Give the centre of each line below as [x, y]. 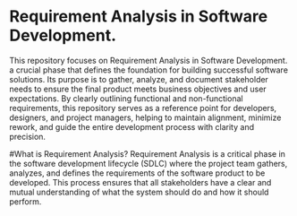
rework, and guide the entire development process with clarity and [132, 126]
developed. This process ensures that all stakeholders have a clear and [140, 182]
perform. [25, 201]
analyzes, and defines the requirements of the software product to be [137, 173]
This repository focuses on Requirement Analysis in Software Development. [148, 60]
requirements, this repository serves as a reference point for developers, [143, 108]
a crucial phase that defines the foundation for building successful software [149, 70]
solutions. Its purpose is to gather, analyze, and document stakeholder [139, 79]
